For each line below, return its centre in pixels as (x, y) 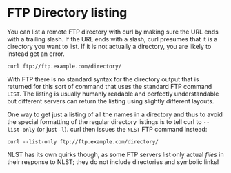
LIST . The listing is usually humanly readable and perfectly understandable (113, 94)
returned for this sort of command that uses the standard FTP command (110, 86)
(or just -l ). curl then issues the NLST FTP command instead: (122, 129)
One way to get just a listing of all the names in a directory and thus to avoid (115, 114)
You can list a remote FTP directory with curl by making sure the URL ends (113, 32)
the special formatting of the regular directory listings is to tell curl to (104, 121)
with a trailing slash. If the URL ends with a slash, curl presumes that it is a (112, 39)
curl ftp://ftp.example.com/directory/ (64, 66)
